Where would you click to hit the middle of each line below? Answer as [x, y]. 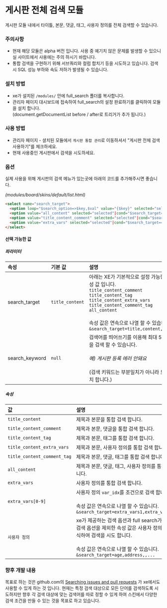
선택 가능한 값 [18, 239]
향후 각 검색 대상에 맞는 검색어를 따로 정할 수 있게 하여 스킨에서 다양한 [90, 595]
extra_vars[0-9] [27, 501]
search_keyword [27, 358]
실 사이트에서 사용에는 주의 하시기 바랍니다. [54, 57]
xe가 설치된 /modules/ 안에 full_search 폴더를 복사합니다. [68, 96]
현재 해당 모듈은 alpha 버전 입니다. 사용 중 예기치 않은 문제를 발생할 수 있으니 [87, 51]
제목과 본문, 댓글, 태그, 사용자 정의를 [116, 466]
